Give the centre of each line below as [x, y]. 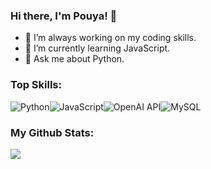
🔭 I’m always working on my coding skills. [110, 38]
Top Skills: [36, 85]
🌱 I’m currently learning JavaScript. [97, 48]
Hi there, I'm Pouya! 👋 [64, 16]
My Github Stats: [52, 132]
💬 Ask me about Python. [74, 59]
